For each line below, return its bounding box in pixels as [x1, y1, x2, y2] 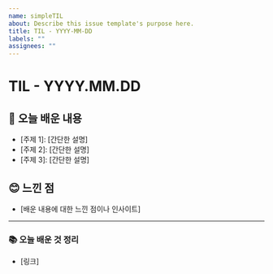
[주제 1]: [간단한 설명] [19, 135, 88, 145]
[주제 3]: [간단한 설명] [19, 155, 89, 165]
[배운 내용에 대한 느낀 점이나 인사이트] [19, 204, 141, 214]
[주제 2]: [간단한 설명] [19, 145, 89, 154]
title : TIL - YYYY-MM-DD [8, 27, 93, 35]
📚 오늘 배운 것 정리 [8, 233, 80, 245]
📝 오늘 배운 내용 [8, 111, 83, 125]
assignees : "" [8, 42, 57, 50]
